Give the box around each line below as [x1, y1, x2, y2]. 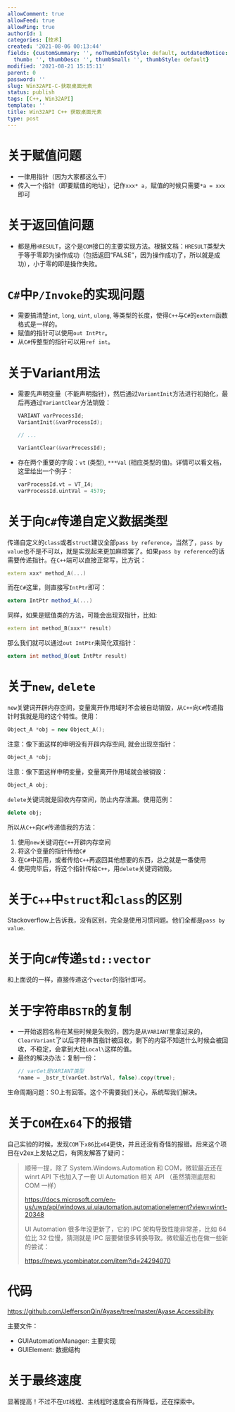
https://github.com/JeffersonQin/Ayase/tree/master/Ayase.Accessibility [7, 1307, 215, 1316]
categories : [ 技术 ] [7, 37, 63, 44]
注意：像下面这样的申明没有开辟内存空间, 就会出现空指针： [7, 739, 177, 748]
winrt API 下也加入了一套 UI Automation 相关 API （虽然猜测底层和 [24, 1173, 216, 1180]
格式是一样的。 [17, 320, 61, 328]
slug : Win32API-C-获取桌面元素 [7, 82, 93, 89]
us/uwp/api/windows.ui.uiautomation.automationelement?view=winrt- [24, 1203, 227, 1211]
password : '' [7, 75, 46, 83]
